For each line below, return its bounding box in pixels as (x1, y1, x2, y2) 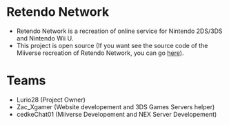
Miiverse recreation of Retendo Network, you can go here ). (16, 49, 184, 57)
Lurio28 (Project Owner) (16, 95, 86, 104)
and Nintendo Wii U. (16, 34, 74, 42)
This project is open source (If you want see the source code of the (16, 41, 208, 49)
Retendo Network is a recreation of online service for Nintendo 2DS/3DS (16, 27, 223, 35)
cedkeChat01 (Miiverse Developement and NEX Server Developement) (16, 110, 217, 118)
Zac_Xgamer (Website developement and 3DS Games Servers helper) (16, 102, 215, 111)
